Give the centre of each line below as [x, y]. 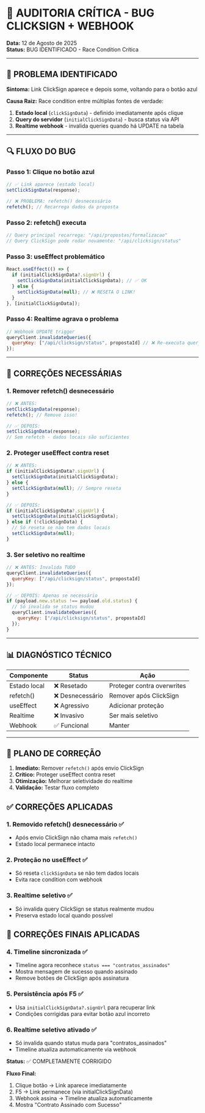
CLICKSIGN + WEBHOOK [70, 26]
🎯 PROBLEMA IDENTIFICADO [62, 74]
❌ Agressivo [72, 706]
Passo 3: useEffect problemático [56, 257]
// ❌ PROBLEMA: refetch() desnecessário [59, 202]
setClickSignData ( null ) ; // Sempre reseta [67, 488]
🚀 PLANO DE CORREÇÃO [54, 754]
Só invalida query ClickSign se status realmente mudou [85, 909]
